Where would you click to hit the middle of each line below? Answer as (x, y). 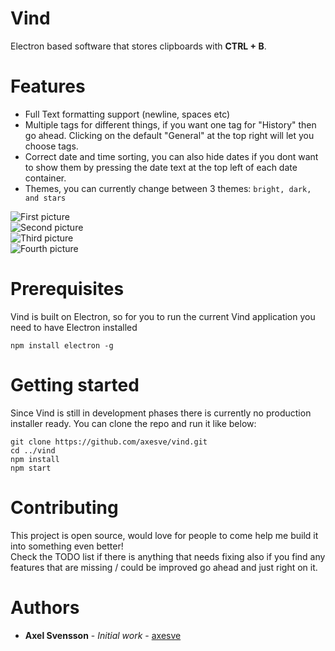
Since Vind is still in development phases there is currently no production (161, 413)
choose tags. (51, 146)
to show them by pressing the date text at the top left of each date (161, 167)
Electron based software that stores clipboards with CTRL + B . (138, 46)
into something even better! (67, 546)
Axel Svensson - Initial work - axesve (103, 635)
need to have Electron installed (74, 327)
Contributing (64, 507)
